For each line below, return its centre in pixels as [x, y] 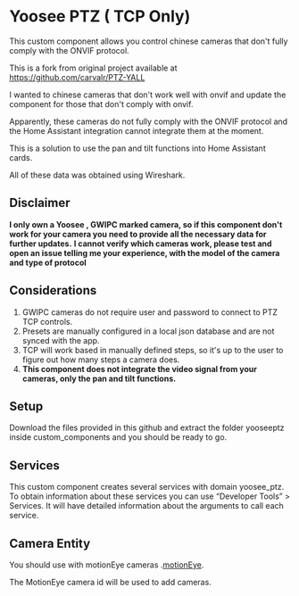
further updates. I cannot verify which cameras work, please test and [141, 244]
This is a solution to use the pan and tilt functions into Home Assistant [137, 148]
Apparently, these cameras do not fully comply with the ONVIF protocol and [149, 121]
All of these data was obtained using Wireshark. [97, 175]
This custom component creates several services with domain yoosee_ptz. [147, 487]
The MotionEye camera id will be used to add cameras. [110, 582]
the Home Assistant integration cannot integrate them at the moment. [137, 130]
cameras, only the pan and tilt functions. [99, 378]
